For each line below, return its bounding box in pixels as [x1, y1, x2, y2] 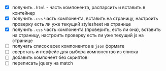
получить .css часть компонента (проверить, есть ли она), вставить [12, 26, 161, 32]
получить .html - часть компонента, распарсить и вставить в [12, 5, 146, 10]
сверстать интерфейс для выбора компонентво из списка [12, 49, 139, 55]
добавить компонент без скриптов [12, 54, 88, 60]
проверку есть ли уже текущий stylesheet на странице [12, 21, 131, 27]
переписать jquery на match [12, 60, 73, 66]
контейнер [12, 10, 36, 16]
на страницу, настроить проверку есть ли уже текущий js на [12, 32, 144, 39]
